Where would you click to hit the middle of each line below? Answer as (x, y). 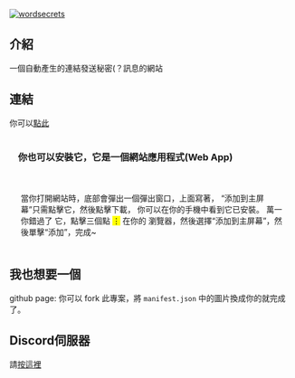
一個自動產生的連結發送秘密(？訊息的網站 (86, 68)
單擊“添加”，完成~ (62, 232)
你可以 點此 (29, 123)
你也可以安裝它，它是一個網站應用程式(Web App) (125, 156)
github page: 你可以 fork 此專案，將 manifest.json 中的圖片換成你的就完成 (148, 298)
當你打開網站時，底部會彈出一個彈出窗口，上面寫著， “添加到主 (139, 198)
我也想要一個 (45, 274)
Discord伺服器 (50, 340)
